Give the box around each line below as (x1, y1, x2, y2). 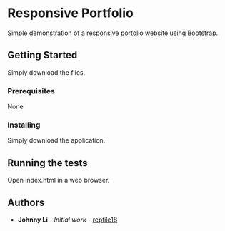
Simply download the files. (7, 68, 86, 76)
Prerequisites (7, 86, 55, 96)
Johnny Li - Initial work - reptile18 (17, 215, 118, 224)
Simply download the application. (7, 136, 106, 145)
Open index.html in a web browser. (7, 176, 110, 185)
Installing (7, 120, 41, 130)
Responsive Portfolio (7, 5, 134, 21)
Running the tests (7, 157, 88, 169)
